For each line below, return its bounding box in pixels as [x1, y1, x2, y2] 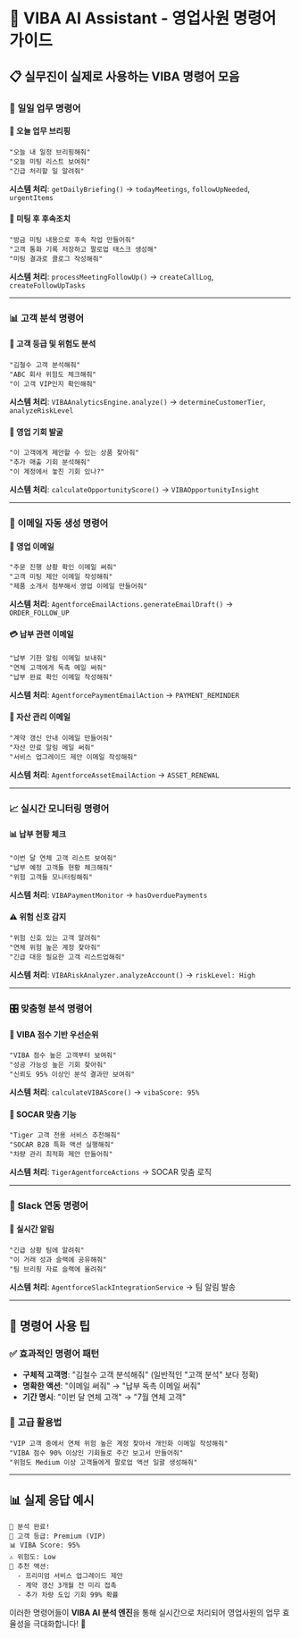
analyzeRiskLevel [9, 407, 74, 416]
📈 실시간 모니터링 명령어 [9, 802, 110, 814]
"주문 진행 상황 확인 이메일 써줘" [9, 563, 118, 572]
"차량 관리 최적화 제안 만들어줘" [9, 1150, 113, 1159]
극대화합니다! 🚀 [32, 1618, 87, 1629]
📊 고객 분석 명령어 [9, 312, 85, 324]
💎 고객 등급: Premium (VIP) [9, 1532, 106, 1541]
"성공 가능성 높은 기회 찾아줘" [9, 1061, 107, 1070]
